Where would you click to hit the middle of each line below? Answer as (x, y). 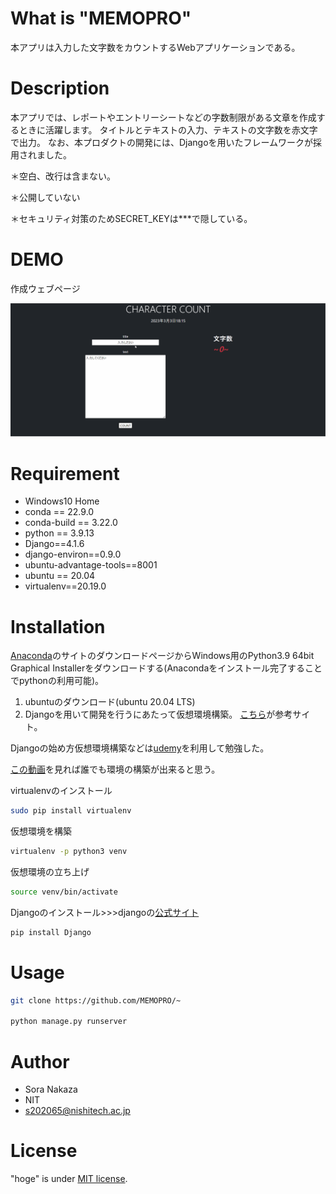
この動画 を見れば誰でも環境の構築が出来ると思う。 (115, 769)
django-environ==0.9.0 (73, 554)
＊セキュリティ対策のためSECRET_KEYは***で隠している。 (131, 218)
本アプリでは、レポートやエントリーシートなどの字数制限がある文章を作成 (163, 117)
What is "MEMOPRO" (101, 18)
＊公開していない (45, 197)
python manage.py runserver (69, 1022)
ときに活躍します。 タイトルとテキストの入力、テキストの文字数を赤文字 (168, 129)
